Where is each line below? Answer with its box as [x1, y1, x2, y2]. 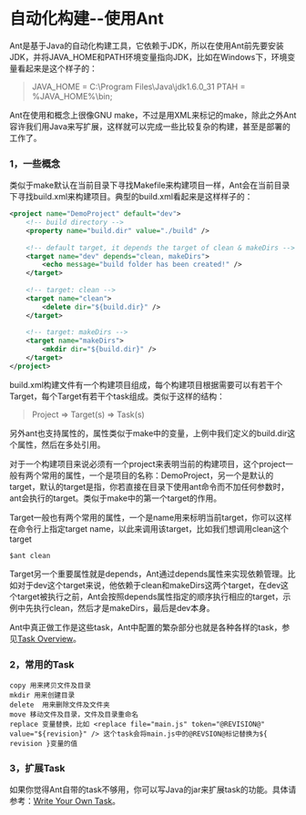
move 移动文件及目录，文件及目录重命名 [9, 710, 139, 719]
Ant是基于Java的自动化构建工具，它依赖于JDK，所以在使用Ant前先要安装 [9, 40, 284, 51]
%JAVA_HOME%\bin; [31, 90, 113, 101]
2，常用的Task [9, 657, 75, 670]
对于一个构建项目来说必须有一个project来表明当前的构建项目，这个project [9, 458, 286, 469]
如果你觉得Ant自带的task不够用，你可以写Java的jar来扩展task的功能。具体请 [9, 784, 297, 795]
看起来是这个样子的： [16, 63, 97, 74]
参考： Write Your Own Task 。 [9, 796, 121, 807]
